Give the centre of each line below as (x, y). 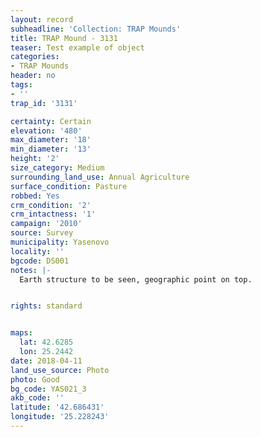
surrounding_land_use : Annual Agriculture (100, 177)
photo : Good (35, 379)
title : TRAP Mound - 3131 (64, 38)
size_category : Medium (57, 168)
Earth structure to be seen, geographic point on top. (136, 279)
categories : (35, 57)
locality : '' (37, 251)
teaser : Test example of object (77, 47)
